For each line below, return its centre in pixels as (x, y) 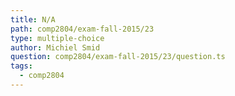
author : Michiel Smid (55, 47)
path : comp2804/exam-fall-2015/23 (82, 29)
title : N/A (33, 19)
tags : (21, 66)
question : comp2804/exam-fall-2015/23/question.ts (118, 57)
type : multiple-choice (57, 38)
